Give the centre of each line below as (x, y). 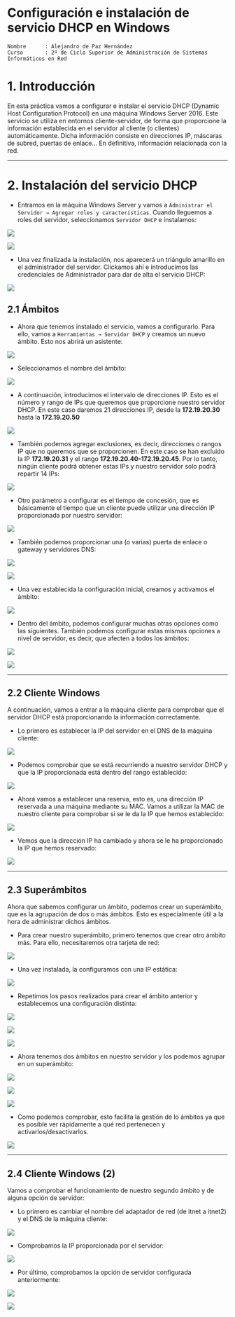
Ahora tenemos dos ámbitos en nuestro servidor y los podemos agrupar (121, 1056)
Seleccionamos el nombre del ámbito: (72, 368)
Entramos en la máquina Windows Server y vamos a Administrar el (115, 205)
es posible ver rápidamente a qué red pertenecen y (91, 1124)
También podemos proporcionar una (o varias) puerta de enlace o (112, 542)
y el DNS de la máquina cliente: (62, 1219)
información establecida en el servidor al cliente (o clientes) (93, 128)
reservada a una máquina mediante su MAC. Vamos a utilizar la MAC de (121, 806)
